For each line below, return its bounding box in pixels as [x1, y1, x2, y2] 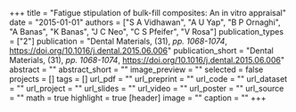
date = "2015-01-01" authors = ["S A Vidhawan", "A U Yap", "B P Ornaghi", [9, 17, 281, 28]
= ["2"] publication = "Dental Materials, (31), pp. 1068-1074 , [9, 36, 227, 46]
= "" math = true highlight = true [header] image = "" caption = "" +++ [9, 92, 267, 103]
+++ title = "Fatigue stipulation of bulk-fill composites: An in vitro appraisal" [9, 8, 287, 18]
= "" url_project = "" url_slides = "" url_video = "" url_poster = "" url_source [9, 84, 284, 93]
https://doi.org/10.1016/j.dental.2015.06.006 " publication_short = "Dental [9, 45, 274, 56]
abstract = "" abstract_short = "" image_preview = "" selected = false [9, 64, 264, 75]
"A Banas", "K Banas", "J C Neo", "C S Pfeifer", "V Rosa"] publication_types [9, 27, 284, 36]
